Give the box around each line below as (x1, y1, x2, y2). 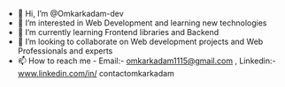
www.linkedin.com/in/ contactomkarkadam (17, 69, 174, 78)
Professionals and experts (17, 46, 113, 56)
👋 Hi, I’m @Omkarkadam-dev (17, 9, 124, 18)
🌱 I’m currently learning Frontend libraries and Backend (17, 27, 220, 37)
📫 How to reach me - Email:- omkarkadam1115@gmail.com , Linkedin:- (17, 55, 276, 66)
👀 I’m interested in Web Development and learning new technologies (17, 18, 267, 28)
